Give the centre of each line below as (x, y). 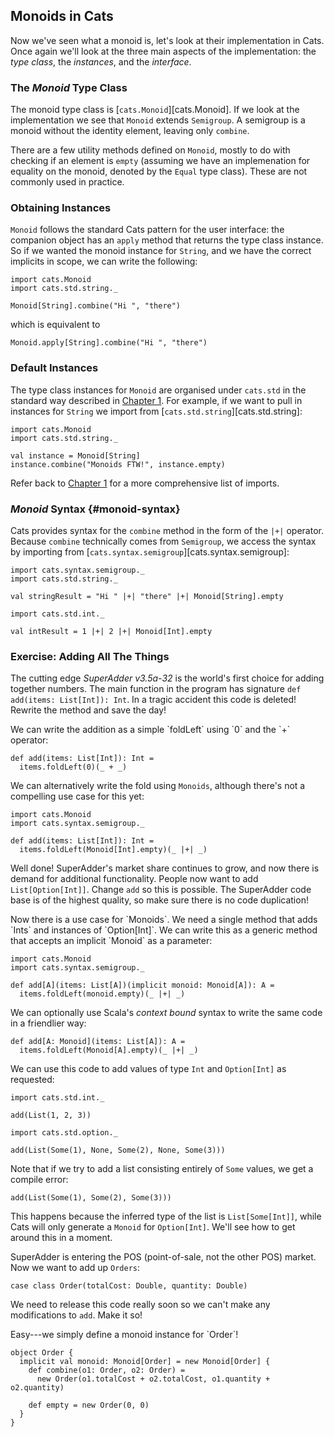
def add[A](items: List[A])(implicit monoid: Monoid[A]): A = (142, 985)
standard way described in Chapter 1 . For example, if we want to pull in (156, 400)
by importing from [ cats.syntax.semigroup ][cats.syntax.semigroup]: (150, 552)
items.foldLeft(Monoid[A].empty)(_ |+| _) (109, 1050)
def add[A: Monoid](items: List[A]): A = (98, 1042)
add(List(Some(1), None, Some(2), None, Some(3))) (118, 1150)
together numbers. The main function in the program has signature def (156, 689)
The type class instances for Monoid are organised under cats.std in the (158, 390)
